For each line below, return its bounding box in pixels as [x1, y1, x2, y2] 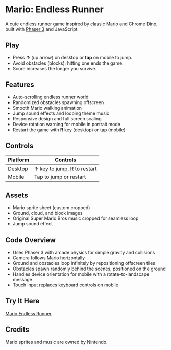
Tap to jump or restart [34, 173, 86, 180]
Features [5, 80, 34, 89]
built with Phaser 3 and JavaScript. [5, 26, 79, 32]
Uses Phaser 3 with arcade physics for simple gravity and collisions [12, 250, 155, 255]
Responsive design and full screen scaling [12, 115, 102, 121]
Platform [8, 156, 30, 163]
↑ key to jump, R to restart [34, 165, 97, 172]
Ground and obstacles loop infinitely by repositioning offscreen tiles [12, 260, 156, 266]
